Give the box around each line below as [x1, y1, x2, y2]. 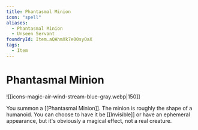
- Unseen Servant [11, 31, 55, 37]
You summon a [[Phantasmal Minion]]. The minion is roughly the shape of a [6, 104, 193, 112]
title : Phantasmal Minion [6, 8, 71, 15]
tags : [6, 42, 20, 48]
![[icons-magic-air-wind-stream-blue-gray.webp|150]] [6, 93, 140, 100]
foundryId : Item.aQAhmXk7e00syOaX [6, 36, 93, 42]
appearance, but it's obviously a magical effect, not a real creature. [6, 117, 172, 124]
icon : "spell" [6, 14, 42, 20]
